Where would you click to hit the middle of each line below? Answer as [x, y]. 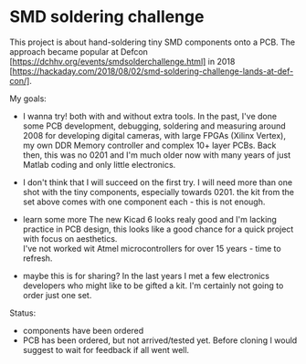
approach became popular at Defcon [79, 51]
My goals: [28, 99]
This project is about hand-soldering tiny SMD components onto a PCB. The [153, 42]
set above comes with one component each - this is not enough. [144, 202]
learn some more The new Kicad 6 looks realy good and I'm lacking [149, 219]
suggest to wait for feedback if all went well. [106, 349]
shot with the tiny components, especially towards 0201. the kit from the [158, 192]
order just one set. [57, 295]
